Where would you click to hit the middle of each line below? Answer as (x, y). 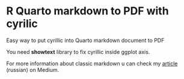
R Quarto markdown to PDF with (88, 11)
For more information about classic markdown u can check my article (92, 63)
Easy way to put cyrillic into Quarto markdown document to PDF (85, 40)
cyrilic (22, 24)
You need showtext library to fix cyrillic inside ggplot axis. (78, 51)
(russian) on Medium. (32, 69)
